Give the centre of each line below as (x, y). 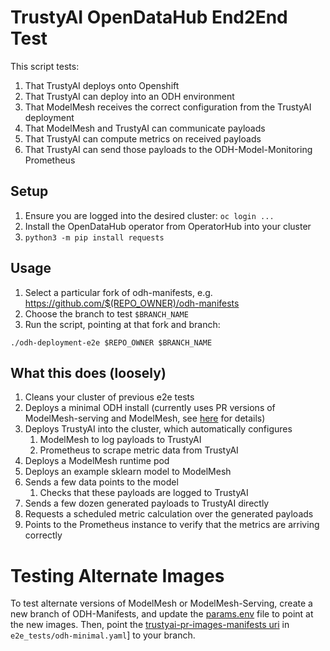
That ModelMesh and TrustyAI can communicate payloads (145, 128)
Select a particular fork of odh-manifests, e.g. (118, 292)
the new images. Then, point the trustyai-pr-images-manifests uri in (150, 625)
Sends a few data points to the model (101, 482)
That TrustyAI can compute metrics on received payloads (143, 138)
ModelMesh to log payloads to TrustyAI (120, 440)
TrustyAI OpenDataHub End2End (149, 17)
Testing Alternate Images (117, 575)
